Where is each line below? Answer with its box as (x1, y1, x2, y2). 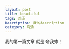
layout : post (5, 7, 31, 12)
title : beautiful (5, 12, 40, 16)
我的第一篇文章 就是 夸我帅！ (5, 39, 63, 45)
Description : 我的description (5, 20, 64, 25)
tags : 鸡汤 (5, 16, 26, 21)
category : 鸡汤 (5, 25, 34, 30)
